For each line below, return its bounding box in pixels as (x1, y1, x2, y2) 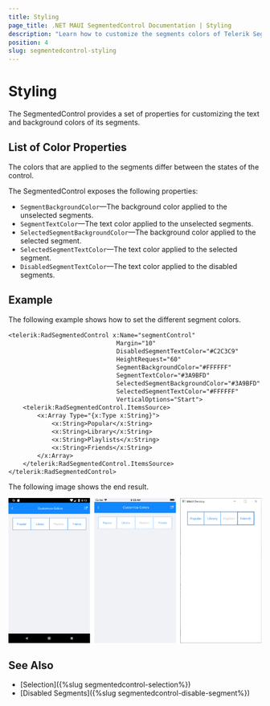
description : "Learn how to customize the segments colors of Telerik (8, 30, 250, 38)
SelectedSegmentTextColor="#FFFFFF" (116, 387, 239, 395)
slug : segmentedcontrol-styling (8, 47, 117, 55)
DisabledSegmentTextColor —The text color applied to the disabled (19, 261, 238, 271)
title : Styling (8, 13, 59, 21)
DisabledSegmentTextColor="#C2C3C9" (116, 347, 239, 355)
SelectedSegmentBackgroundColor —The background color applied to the (19, 227, 256, 237)
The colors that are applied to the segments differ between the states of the (8, 161, 260, 172)
